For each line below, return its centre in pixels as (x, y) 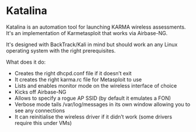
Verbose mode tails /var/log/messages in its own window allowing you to (102, 104)
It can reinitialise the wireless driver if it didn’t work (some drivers (93, 117)
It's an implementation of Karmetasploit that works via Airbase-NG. (87, 33)
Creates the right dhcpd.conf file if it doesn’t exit (73, 73)
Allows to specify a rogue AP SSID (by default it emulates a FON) (93, 98)
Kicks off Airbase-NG (40, 92)
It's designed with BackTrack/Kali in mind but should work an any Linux (92, 44)
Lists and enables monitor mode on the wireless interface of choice (96, 85)
